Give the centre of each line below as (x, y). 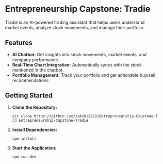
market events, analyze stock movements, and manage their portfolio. (75, 27)
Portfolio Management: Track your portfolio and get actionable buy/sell (84, 75)
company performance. (36, 60)
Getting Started (29, 96)
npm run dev (24, 157)
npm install (24, 139)
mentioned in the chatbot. (38, 70)
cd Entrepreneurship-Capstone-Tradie (50, 121)
